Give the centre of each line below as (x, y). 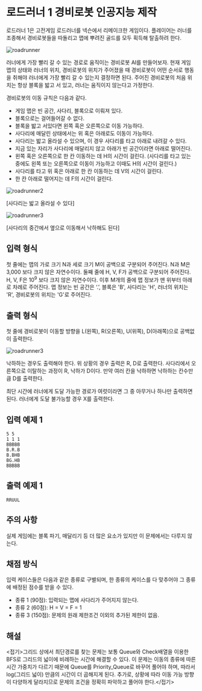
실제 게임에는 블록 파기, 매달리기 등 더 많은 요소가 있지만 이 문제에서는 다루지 (96, 536)
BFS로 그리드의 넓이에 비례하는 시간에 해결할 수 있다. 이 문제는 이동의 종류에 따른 (101, 660)
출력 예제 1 (25, 486)
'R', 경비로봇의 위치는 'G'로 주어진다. (49, 295)
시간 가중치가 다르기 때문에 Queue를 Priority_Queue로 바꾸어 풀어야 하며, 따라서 (101, 667)
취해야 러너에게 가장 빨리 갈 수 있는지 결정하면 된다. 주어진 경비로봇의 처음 (99, 77)
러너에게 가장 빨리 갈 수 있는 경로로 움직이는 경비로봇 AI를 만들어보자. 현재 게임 (99, 62)
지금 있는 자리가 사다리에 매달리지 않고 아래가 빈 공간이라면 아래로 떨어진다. (103, 148)
